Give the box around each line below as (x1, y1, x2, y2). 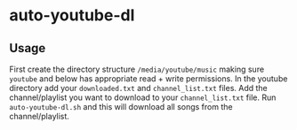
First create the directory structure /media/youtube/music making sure (9, 64, 265, 74)
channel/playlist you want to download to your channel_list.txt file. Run (9, 92, 277, 103)
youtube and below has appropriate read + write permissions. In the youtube (9, 73, 288, 84)
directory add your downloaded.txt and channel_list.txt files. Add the (9, 83, 269, 93)
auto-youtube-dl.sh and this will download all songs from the (9, 102, 233, 111)
